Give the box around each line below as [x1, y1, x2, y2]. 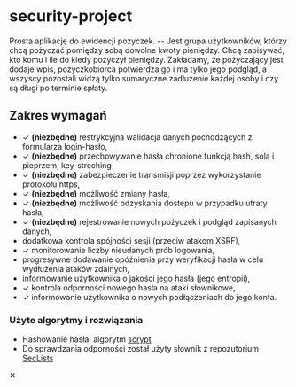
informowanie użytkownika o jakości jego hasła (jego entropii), [21, 273, 251, 283]
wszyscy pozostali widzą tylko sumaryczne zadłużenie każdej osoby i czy [9, 73, 279, 83]
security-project [9, 6, 133, 27]
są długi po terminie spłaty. [9, 82, 108, 93]
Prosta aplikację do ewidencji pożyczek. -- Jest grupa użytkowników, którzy [9, 35, 288, 46]
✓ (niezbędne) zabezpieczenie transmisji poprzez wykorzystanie [21, 169, 261, 180]
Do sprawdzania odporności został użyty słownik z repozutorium [21, 344, 260, 354]
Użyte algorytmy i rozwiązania [9, 313, 144, 326]
